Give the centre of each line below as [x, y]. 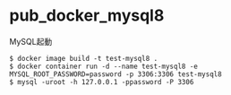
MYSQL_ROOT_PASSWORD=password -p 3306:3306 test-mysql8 [115, 74]
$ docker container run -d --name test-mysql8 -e [104, 66]
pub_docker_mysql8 [87, 16]
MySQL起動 [31, 41]
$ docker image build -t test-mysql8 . [84, 58]
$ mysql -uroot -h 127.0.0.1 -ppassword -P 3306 [102, 82]
